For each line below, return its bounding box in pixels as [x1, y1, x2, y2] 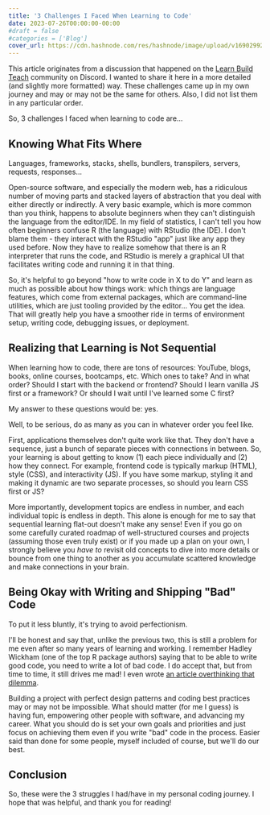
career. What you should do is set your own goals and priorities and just [8, 718, 247, 729]
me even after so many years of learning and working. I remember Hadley [8, 643, 252, 653]
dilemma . [8, 677, 39, 687]
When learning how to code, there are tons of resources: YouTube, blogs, [8, 362, 252, 372]
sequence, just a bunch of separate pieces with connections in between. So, [8, 444, 262, 453]
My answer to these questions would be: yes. [8, 403, 158, 413]
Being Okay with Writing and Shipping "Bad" [8, 585, 236, 599]
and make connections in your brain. [8, 561, 129, 572]
